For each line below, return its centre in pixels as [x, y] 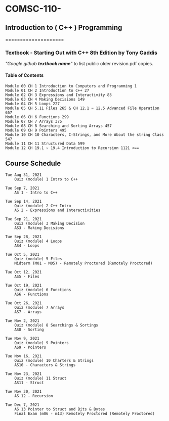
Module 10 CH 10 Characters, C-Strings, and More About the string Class [85, 134]
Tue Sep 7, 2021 [22, 188]
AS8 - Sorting [29, 330]
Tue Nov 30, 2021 [24, 392]
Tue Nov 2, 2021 [22, 321]
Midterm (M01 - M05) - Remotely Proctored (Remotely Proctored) [83, 263]
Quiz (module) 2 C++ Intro [43, 206]
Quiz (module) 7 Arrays [39, 308]
